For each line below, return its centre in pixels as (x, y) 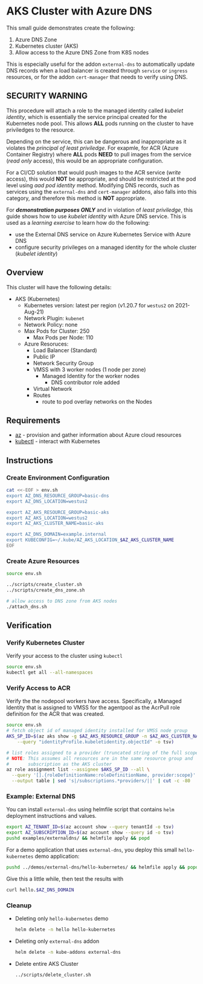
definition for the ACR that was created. (55, 714)
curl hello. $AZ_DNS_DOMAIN (40, 890)
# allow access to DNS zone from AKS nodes (62, 601)
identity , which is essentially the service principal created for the (87, 117)
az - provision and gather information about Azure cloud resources (98, 435)
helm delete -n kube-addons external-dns (68, 952)
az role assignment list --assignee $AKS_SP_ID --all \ (78, 770)
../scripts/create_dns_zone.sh (46, 590)
